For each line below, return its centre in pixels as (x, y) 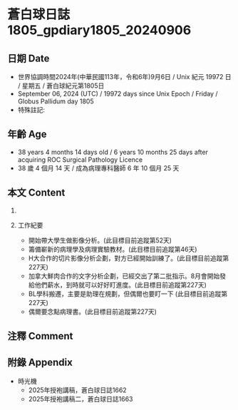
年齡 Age (27, 134)
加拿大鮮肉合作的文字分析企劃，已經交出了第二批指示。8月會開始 (124, 276)
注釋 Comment (40, 336)
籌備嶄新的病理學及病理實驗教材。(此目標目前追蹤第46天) (113, 249)
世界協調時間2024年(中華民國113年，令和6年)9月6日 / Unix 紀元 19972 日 (124, 77)
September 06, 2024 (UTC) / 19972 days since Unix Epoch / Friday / (118, 94)
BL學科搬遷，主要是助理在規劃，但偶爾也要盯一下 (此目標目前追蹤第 (128, 294)
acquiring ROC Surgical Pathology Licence (80, 159)
